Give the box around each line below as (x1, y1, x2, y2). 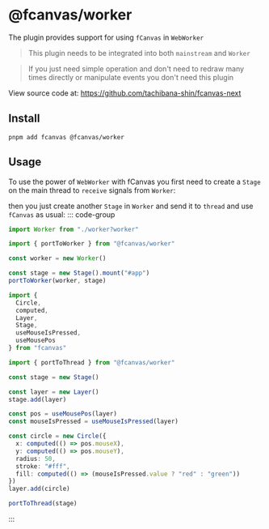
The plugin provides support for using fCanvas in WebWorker (8, 32, 204, 42)
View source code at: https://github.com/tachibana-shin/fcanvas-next (8, 87, 242, 98)
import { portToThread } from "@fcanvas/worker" (8, 358, 175, 366)
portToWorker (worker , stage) (8, 277, 107, 285)
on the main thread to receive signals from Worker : (8, 185, 176, 195)
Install (8, 112, 40, 126)
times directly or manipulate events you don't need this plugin (27, 72, 234, 82)
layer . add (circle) (8, 484, 70, 493)
